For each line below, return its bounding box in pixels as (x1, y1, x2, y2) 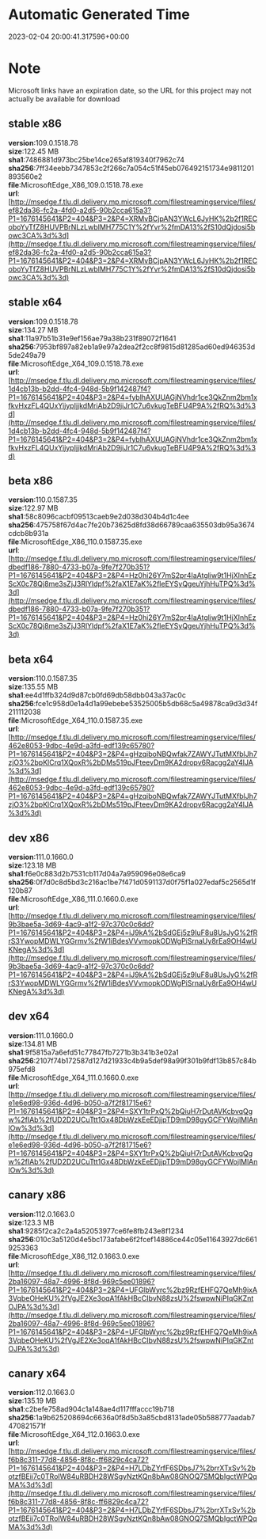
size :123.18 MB (8, 861, 57, 870)
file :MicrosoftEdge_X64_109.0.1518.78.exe (8, 359, 144, 368)
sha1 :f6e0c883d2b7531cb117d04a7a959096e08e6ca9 (8, 868, 186, 878)
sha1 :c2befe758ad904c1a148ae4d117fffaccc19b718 (8, 1404, 175, 1414)
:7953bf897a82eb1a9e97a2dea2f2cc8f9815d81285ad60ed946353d (33, 342, 256, 351)
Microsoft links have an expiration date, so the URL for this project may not (8, 85, 252, 95)
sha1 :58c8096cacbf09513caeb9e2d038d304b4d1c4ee (8, 512, 190, 522)
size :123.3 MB (8, 1218, 55, 1227)
